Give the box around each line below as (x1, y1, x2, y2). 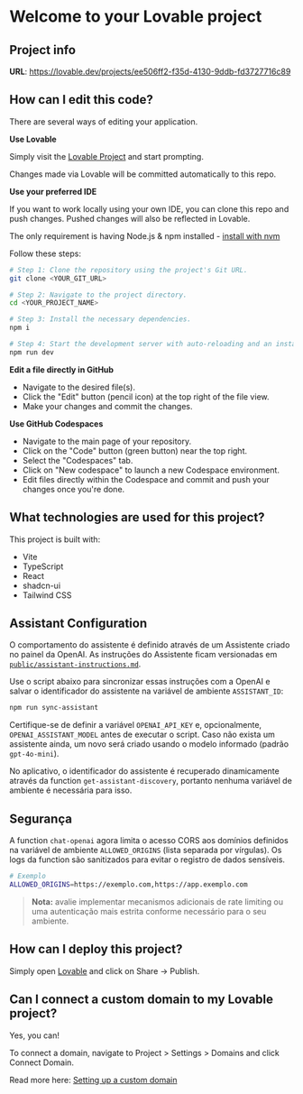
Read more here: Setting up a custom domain (9, 1074, 178, 1085)
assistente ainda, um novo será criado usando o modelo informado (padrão (9, 739, 289, 749)
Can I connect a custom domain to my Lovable (9, 992, 273, 1007)
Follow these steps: (9, 248, 81, 259)
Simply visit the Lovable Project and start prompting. (9, 151, 205, 161)
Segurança (9, 811, 72, 826)
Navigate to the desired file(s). (22, 382, 135, 392)
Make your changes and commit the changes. (22, 400, 193, 411)
